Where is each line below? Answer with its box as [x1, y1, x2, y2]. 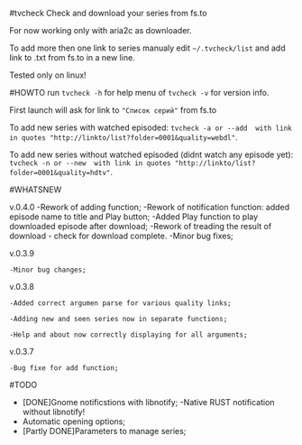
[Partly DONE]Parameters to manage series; [22, 426, 187, 436]
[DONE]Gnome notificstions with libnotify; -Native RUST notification [22, 397, 275, 407]
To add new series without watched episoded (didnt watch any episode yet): [9, 149, 294, 160]
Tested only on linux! [9, 70, 87, 80]
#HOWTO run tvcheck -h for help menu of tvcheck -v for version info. [9, 88, 270, 97]
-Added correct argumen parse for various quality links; [9, 299, 232, 308]
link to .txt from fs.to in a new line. [9, 52, 135, 62]
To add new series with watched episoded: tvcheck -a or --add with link [9, 122, 292, 133]
